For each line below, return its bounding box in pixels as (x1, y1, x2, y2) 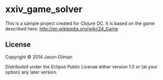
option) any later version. (5, 69, 57, 75)
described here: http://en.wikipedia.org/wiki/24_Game (5, 25, 118, 31)
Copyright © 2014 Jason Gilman (5, 54, 73, 60)
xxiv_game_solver (5, 4, 83, 15)
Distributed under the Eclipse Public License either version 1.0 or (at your (5, 63, 158, 69)
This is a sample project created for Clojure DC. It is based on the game (5, 20, 155, 26)
